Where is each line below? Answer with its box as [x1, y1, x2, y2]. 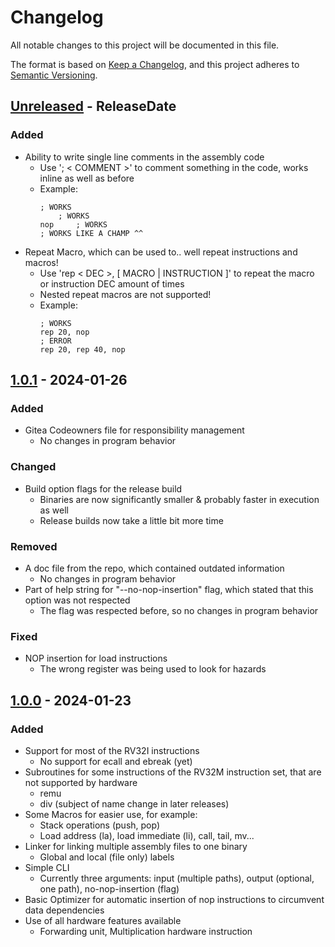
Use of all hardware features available [24, 914, 182, 926]
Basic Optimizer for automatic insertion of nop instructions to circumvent [24, 893, 325, 905]
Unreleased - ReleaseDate [10, 98, 177, 115]
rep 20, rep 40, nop [39, 344, 126, 355]
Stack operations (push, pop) [39, 819, 161, 831]
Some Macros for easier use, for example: [24, 808, 198, 820]
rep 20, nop [39, 327, 90, 337]
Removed [10, 539, 58, 553]
